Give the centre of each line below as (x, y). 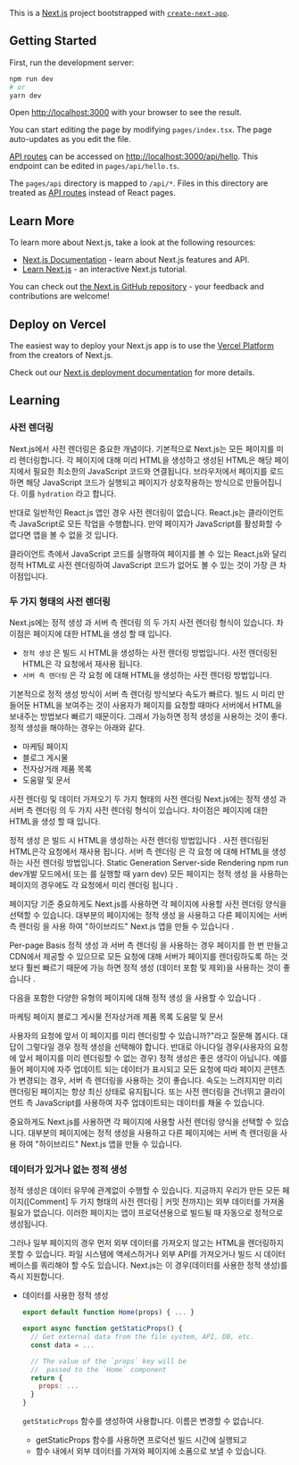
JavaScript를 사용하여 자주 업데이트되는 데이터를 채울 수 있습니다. (150, 1103)
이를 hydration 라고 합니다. (69, 493)
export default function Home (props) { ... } (108, 1312)
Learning (35, 401)
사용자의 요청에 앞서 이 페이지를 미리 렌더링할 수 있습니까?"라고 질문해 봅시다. (144, 1036)
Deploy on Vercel (58, 324)
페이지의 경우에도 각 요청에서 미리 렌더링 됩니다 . (94, 885)
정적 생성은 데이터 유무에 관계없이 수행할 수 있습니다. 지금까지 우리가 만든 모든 (145, 1191)
